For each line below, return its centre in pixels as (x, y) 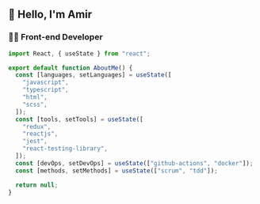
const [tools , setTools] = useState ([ (80, 119)
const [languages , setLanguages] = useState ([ (94, 75)
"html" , (35, 97)
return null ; (37, 185)
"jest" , (35, 142)
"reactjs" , (40, 134)
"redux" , (37, 127)
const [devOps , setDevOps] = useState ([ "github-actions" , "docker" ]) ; (134, 163)
